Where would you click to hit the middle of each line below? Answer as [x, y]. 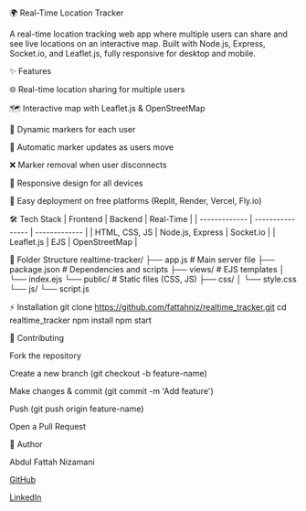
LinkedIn [26, 497]
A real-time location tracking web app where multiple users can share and [148, 34]
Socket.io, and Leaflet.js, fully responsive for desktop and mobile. [132, 53]
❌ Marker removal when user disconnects [88, 165]
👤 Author [26, 444]
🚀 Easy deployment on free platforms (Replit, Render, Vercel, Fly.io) [136, 201]
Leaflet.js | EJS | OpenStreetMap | [74, 242]
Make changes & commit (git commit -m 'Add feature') [112, 391]
